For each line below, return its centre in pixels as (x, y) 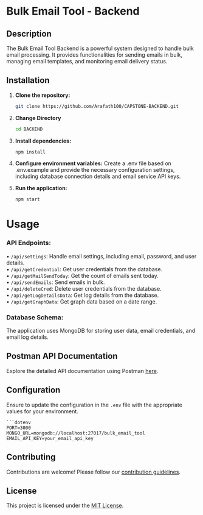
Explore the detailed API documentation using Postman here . (82, 371)
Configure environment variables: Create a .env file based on (93, 163)
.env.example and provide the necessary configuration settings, (95, 170)
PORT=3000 (19, 428)
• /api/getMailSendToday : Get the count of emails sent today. (83, 275)
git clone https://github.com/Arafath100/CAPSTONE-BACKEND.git (97, 106)
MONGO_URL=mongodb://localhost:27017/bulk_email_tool (76, 433)
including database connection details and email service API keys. (98, 176)
